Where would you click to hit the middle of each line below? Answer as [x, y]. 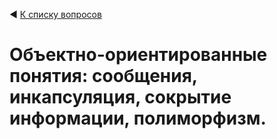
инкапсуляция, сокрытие [120, 97]
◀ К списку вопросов [55, 14]
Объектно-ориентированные [138, 55]
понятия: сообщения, [103, 76]
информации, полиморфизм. [138, 118]
